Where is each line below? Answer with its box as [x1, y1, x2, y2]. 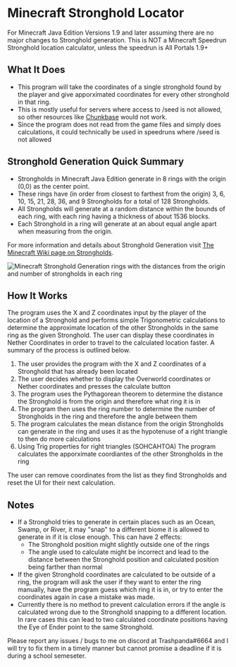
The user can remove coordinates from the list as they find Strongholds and [7, 471, 227, 480]
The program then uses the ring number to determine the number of [17, 405, 216, 413]
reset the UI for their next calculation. [7, 478, 116, 487]
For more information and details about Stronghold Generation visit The [7, 240, 214, 249]
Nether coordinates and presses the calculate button [17, 382, 171, 391]
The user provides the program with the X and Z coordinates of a [17, 360, 206, 368]
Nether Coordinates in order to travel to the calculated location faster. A [7, 338, 215, 347]
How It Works [7, 290, 68, 302]
